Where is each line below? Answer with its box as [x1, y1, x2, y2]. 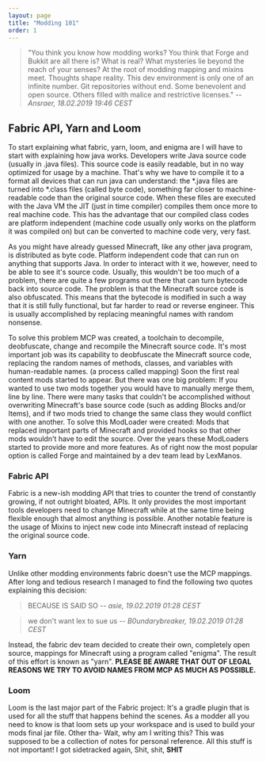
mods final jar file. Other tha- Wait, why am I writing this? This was [8, 728, 224, 737]
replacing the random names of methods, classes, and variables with [8, 358, 234, 368]
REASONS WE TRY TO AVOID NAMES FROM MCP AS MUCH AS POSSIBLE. [8, 665, 256, 674]
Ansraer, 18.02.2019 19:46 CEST [27, 98, 133, 108]
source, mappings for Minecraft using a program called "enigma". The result [8, 648, 256, 657]
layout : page [8, 11, 51, 20]
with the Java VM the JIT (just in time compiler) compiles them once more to [8, 201, 258, 211]
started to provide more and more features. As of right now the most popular [8, 443, 258, 452]
